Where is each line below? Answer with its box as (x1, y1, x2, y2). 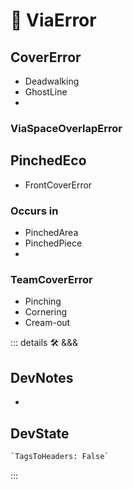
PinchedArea (24, 227, 79, 239)
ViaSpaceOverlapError (10, 121, 123, 135)
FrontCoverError (24, 179, 93, 191)
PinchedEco (10, 152, 87, 169)
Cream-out (24, 317, 71, 329)
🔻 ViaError (10, 9, 97, 32)
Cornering (24, 306, 67, 318)
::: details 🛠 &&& (10, 337, 79, 349)
